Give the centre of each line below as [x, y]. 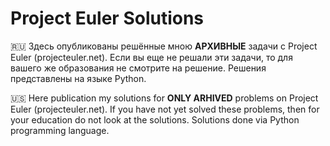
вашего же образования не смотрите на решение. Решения [138, 68]
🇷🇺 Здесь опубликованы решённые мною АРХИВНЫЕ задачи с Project [164, 46]
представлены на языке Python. [78, 78]
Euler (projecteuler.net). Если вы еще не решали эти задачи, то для [151, 57]
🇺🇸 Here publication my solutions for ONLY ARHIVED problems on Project [164, 98]
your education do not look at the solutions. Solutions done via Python [155, 119]
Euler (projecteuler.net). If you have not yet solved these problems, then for [165, 109]
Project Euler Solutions [107, 18]
